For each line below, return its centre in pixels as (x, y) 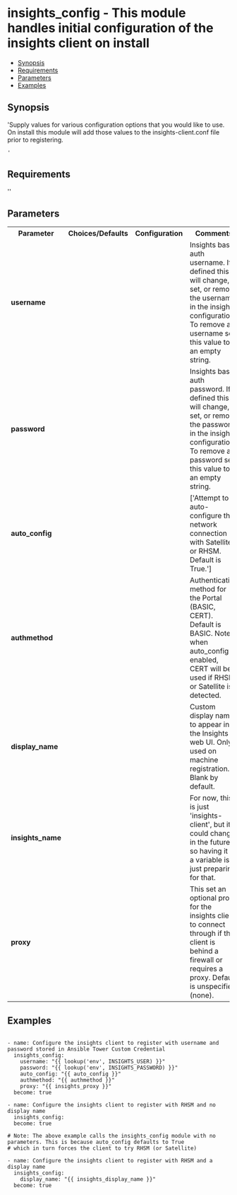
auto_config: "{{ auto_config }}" (71, 1074)
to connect (207, 925)
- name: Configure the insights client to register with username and (113, 1043)
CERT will (205, 669)
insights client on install (79, 43)
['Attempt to (209, 498)
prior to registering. (35, 139)
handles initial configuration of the (110, 28)
